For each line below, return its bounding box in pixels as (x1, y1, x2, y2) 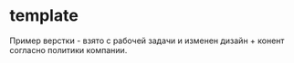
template (9, 5, 79, 26)
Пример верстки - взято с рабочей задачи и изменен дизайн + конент (9, 35, 285, 46)
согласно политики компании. (9, 44, 128, 55)
